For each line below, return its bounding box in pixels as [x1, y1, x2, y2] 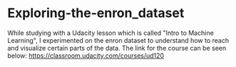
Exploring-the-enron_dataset [7, 5, 185, 21]
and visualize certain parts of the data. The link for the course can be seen [7, 43, 227, 52]
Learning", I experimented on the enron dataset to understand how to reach [7, 36, 230, 44]
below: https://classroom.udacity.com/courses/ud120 [7, 51, 165, 60]
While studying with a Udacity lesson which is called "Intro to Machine [7, 29, 214, 37]
